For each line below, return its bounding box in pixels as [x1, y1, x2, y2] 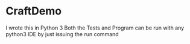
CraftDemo [5, 4, 62, 18]
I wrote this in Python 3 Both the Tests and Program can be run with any [5, 24, 185, 31]
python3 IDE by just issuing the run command [5, 30, 119, 37]
